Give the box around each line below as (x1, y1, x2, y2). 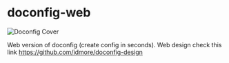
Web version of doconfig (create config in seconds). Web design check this (7, 40, 222, 49)
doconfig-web (7, 5, 91, 21)
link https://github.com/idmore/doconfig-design (7, 48, 143, 56)
